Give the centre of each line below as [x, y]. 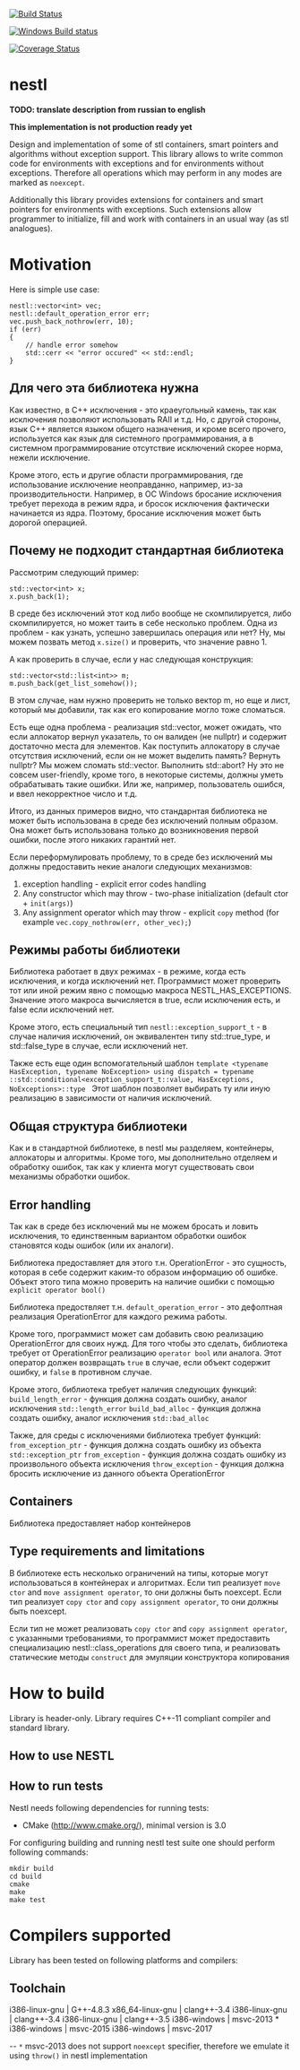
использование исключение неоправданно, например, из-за [126, 484]
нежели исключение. [50, 457]
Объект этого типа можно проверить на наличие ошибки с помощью [142, 1281]
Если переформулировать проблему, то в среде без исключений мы [141, 857]
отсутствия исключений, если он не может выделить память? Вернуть [145, 755]
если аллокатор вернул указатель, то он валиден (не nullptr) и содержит [148, 736]
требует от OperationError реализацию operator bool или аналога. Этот [146, 1353]
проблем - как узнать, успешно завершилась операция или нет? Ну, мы [147, 632]
